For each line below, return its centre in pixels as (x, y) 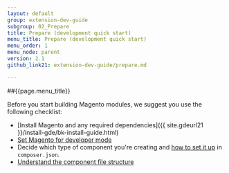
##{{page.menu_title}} (39, 91)
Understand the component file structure (75, 162)
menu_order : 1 (28, 46)
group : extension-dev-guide (48, 20)
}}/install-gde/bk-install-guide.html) (68, 132)
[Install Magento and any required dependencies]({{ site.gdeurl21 (110, 125)
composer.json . (38, 154)
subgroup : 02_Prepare (38, 26)
